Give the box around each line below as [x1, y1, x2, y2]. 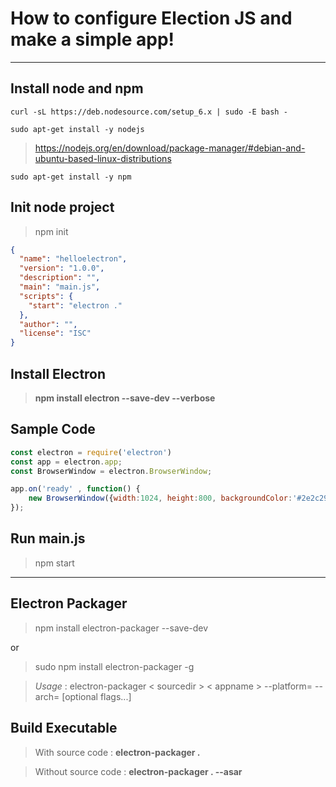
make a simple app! [10, 28, 175, 51]
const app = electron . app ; [10, 457, 123, 467]
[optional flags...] [61, 690, 132, 702]
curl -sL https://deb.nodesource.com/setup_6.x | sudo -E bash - [10, 107, 288, 117]
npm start [34, 557, 75, 569]
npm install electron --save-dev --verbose [34, 392, 216, 404]
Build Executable [10, 720, 118, 737]
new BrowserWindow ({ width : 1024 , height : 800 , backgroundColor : [28, 493, 293, 504]
